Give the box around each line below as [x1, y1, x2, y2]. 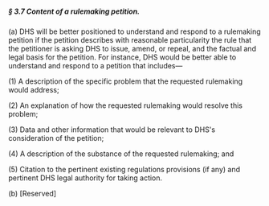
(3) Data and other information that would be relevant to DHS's [8, 125, 215, 134]
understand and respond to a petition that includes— [8, 60, 183, 70]
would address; [8, 84, 59, 94]
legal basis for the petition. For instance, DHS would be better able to [8, 52, 237, 62]
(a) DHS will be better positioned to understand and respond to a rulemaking [8, 27, 261, 36]
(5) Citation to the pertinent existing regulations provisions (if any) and [8, 164, 241, 174]
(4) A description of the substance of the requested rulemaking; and [8, 149, 234, 159]
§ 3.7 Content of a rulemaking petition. [8, 6, 141, 16]
